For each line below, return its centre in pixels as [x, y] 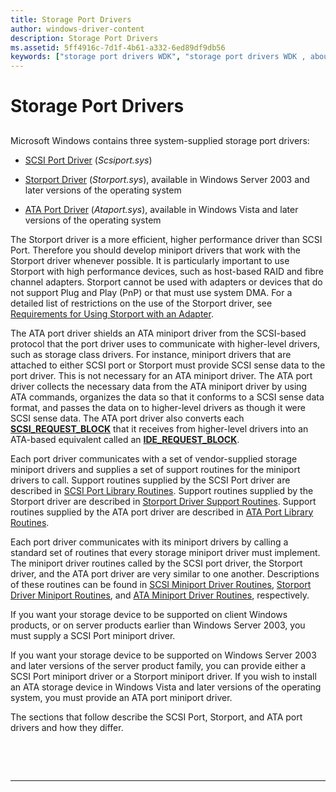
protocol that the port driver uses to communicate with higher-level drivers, [165, 343]
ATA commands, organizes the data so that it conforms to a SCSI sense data [167, 397]
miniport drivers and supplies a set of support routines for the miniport [155, 469]
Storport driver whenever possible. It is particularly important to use [150, 260]
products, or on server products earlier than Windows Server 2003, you [158, 625]
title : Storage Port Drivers [71, 19]
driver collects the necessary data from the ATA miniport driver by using [159, 386]
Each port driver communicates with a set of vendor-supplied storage [154, 458]
